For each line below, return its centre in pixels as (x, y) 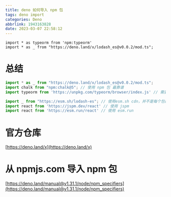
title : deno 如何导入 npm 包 (34, 10)
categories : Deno (24, 19)
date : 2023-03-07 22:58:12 (34, 29)
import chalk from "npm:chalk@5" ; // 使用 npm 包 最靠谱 (65, 87)
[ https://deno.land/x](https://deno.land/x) (49, 147)
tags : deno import (25, 15)
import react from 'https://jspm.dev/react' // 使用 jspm (67, 106)
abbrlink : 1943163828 (28, 24)
